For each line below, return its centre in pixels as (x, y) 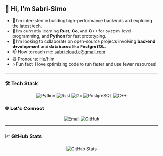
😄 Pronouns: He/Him (33, 59)
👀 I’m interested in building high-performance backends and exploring (82, 20)
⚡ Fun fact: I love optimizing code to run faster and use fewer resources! (84, 64)
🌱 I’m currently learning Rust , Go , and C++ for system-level (72, 31)
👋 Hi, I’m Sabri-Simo (36, 9)
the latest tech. (27, 26)
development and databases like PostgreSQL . (59, 46)
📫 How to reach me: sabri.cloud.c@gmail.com (59, 52)
